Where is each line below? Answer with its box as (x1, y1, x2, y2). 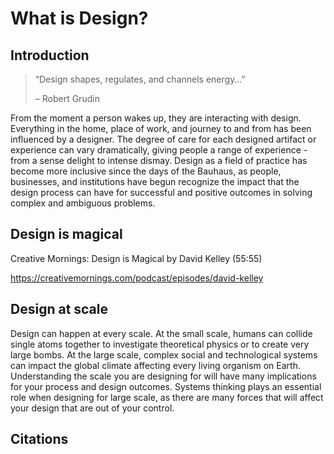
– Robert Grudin (34, 93, 100, 104)
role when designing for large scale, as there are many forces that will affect (10, 391, 324, 403)
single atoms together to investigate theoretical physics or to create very (10, 338, 310, 350)
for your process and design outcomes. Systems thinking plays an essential (10, 380, 322, 392)
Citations (10, 431, 69, 448)
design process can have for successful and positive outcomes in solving (10, 187, 313, 198)
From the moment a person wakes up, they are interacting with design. (10, 112, 302, 124)
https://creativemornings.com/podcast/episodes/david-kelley (10, 272, 264, 284)
